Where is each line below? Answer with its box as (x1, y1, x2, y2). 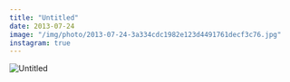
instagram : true (9, 38, 71, 48)
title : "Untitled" (9, 13, 79, 23)
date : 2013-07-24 (9, 22, 75, 31)
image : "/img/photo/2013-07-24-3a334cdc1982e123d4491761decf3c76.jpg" (9, 30, 282, 39)
